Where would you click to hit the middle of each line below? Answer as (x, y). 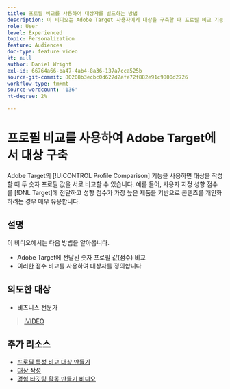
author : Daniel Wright (39, 64)
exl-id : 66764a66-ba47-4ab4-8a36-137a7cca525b (75, 71)
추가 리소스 (29, 344)
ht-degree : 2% (27, 97)
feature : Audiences (35, 45)
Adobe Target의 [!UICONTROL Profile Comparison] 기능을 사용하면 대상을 (109, 175)
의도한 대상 (29, 289)
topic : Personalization (41, 39)
